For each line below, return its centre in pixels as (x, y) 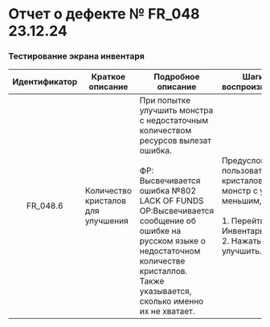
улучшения (106, 221)
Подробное (177, 77)
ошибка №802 (168, 191)
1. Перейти (243, 221)
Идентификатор (45, 82)
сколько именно (172, 301)
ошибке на (160, 231)
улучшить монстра (176, 111)
